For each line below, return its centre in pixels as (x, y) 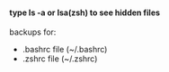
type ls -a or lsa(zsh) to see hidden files (84, 12)
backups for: (33, 32)
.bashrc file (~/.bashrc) (65, 50)
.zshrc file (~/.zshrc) (60, 59)
